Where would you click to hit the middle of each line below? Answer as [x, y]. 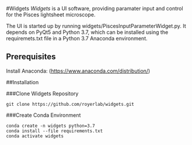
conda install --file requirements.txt [55, 131]
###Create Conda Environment [43, 115]
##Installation [22, 82]
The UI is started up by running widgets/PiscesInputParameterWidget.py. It [96, 26]
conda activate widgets [35, 136]
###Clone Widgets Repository [42, 94]
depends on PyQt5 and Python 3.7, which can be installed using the [87, 32]
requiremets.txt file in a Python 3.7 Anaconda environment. [77, 38]
